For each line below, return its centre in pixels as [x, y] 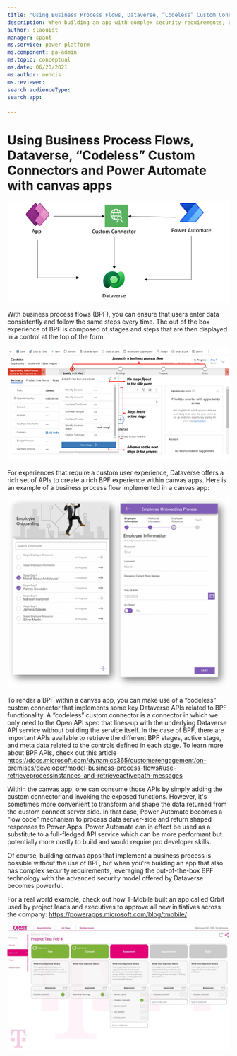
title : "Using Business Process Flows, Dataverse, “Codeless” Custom [112, 15]
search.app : [25, 97]
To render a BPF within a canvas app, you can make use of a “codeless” [112, 700]
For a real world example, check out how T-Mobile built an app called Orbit [116, 899]
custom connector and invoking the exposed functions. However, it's [107, 796]
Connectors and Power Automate [107, 171]
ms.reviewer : [26, 82]
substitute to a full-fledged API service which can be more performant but [115, 834]
